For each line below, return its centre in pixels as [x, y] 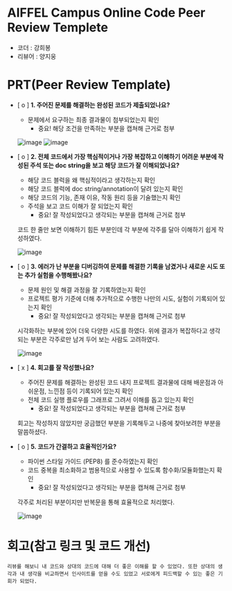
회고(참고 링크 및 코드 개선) [79, 546]
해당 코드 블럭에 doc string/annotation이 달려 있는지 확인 [105, 188]
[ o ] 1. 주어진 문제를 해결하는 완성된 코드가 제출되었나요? [93, 105]
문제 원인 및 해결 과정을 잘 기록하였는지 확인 [87, 290]
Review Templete [58, 27]
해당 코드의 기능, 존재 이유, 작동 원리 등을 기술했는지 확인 [104, 197]
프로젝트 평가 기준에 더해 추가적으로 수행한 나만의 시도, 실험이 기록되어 [123, 298]
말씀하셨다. [32, 431]
